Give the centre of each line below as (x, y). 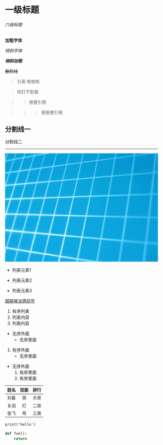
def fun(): (16, 434)
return (20, 439)
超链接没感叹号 (20, 301)
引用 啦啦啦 (28, 82)
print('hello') (20, 425)
